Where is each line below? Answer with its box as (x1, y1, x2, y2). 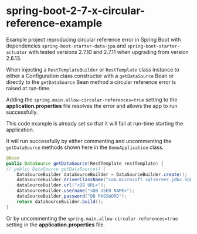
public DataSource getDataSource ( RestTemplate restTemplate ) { (6, 160, 164, 167)
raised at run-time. (6, 84, 51, 91)
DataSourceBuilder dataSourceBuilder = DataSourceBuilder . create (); (16, 171, 188, 177)
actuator (6, 49, 28, 55)
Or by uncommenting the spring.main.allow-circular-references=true (6, 215, 178, 222)
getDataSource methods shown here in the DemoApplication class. (6, 144, 164, 151)
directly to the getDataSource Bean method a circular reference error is (6, 78, 176, 86)
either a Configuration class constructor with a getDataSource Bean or (6, 72, 174, 79)
